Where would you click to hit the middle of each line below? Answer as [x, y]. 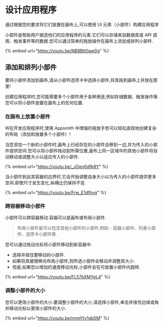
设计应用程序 [31, 10]
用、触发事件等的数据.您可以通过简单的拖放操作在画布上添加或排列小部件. [79, 41]
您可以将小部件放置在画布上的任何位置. [45, 103]
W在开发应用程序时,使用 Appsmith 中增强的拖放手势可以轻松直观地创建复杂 [81, 128]
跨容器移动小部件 [25, 206]
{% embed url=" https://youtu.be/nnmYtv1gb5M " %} [57, 318]
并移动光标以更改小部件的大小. [36, 308]
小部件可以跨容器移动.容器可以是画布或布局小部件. [56, 217]
